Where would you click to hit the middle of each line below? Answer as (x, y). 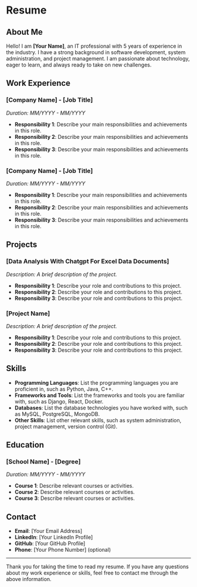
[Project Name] (28, 313)
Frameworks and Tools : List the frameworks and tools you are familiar (99, 395)
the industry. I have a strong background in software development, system (96, 52)
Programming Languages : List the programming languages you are (96, 382)
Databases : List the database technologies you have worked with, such (101, 408)
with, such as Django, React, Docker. (59, 401)
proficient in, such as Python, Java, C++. (64, 389)
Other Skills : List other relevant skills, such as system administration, (98, 420)
